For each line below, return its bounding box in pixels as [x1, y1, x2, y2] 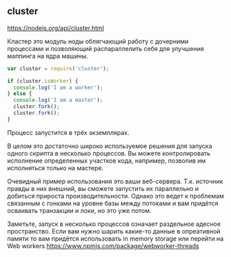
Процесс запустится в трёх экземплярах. [7, 128, 130, 136]
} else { [7, 90, 32, 97]
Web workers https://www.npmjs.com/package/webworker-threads [7, 241, 199, 250]
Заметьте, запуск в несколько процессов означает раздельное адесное [7, 220, 221, 228]
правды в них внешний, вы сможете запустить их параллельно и [7, 184, 199, 192]
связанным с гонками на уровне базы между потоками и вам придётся [7, 199, 219, 207]
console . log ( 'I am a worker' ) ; [13, 84, 103, 91]
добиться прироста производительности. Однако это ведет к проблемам [7, 192, 224, 200]
